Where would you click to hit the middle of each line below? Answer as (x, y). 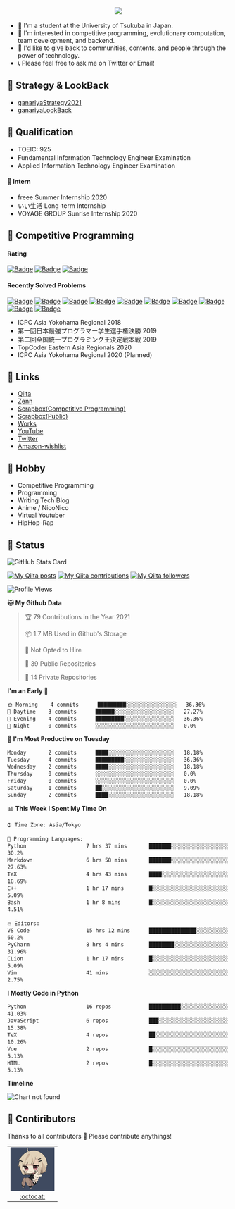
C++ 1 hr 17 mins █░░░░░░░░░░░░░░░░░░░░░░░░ (118, 888)
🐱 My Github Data (34, 603)
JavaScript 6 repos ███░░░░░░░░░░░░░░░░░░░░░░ (118, 1021)
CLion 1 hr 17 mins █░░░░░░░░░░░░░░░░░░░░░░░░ (118, 959)
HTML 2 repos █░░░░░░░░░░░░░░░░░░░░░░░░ (118, 1063)
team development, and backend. (66, 41)
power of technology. (48, 55)
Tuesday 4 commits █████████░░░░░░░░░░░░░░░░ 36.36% (105, 760)
